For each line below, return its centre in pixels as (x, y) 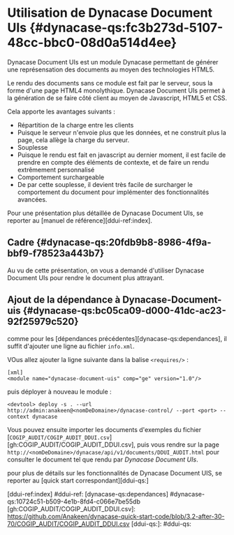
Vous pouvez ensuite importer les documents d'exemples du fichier (104, 429)
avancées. (32, 199)
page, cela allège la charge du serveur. (73, 140)
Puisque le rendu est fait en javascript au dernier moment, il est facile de (122, 155)
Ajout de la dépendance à (64, 300)
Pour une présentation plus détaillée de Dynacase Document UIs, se (105, 213)
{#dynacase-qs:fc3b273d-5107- (126, 28)
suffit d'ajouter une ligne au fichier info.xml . (71, 346)
